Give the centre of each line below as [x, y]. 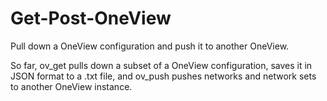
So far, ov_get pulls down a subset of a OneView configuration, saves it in [161, 65]
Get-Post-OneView [91, 18]
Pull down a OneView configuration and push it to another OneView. [150, 46]
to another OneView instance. [71, 86]
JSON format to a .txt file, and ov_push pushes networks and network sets [163, 76]
